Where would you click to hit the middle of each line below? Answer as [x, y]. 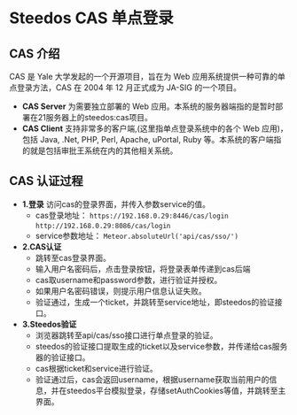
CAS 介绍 [35, 54]
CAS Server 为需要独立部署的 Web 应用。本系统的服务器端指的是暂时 [148, 106]
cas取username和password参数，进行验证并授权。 [129, 280]
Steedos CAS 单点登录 [92, 18]
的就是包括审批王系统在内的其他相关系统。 [100, 150]
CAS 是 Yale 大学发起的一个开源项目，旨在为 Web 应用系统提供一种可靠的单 [148, 77]
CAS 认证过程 [47, 181]
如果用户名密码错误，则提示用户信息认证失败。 [121, 291]
